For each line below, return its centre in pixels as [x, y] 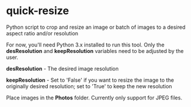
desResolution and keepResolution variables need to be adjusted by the [95, 51]
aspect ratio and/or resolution [42, 33]
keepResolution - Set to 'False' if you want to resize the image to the [90, 80]
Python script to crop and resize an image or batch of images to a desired [96, 27]
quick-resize [38, 11]
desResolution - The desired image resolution [62, 68]
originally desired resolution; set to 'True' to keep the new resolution [89, 86]
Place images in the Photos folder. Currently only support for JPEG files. [94, 98]
